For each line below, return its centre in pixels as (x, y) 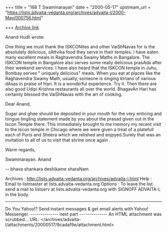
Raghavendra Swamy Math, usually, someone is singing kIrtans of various (81, 78)
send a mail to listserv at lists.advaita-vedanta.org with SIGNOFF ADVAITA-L (83, 189)
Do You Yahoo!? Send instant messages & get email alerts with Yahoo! (77, 209)
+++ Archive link (22, 27)
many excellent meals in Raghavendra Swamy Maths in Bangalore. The (78, 57)
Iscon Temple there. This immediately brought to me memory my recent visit (83, 124)
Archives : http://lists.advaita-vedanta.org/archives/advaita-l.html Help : (79, 178)
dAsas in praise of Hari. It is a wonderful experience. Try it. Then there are (81, 84)
